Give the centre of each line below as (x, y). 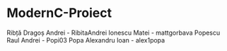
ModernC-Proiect (59, 13)
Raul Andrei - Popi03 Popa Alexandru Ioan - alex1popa (86, 40)
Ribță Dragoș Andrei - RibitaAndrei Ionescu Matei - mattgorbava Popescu (113, 33)
